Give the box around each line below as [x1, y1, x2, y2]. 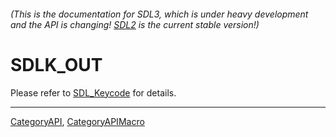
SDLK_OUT [10, 53, 103, 76]
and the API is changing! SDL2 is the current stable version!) [10, 18, 260, 30]
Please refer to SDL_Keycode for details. [10, 86, 177, 99]
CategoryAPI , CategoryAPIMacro [10, 115, 145, 127]
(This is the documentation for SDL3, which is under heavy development [10, 8, 309, 20]
